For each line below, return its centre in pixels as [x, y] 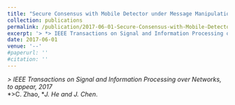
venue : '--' [24, 46]
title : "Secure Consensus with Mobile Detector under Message [100, 14]
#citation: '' [28, 59]
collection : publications [45, 20]
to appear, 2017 [30, 86]
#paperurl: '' [28, 53]
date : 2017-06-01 [33, 40]
